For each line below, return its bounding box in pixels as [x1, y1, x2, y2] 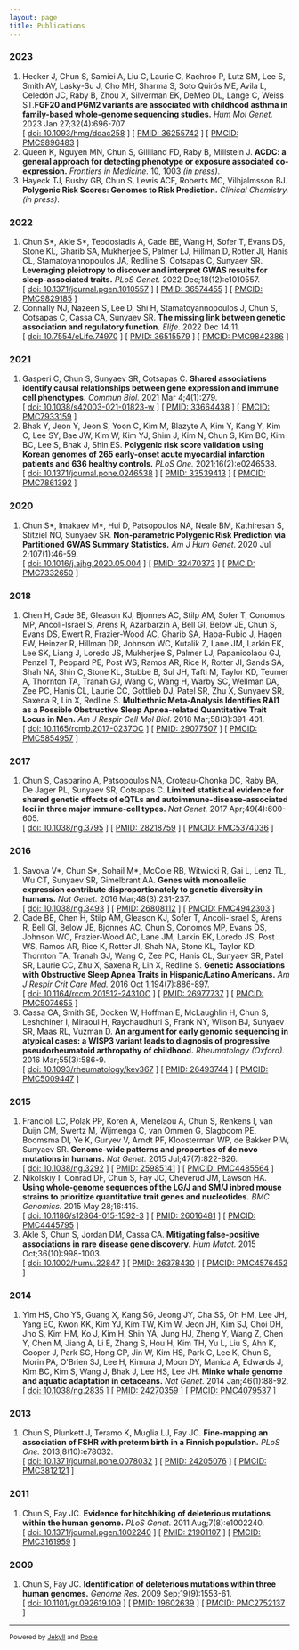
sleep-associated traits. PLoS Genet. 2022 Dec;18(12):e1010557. [21, 274, 261, 285]
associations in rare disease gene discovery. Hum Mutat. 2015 [21, 1239, 256, 1249]
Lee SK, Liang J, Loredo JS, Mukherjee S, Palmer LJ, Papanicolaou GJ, [21, 647, 282, 658]
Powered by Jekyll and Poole [9, 1633, 98, 1642]
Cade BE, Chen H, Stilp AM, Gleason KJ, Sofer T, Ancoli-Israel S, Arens [21, 912, 283, 923]
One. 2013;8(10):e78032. [21, 1446, 114, 1457]
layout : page [9, 12, 58, 22]
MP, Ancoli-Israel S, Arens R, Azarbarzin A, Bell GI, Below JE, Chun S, [21, 619, 278, 630]
